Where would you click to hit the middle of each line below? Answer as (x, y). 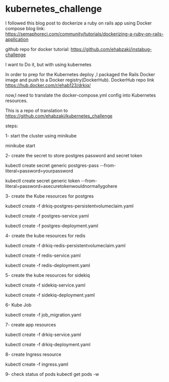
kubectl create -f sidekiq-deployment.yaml (50, 295)
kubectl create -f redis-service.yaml (43, 255)
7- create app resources (31, 324)
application (17, 39)
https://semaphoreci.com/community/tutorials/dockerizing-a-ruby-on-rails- (84, 34)
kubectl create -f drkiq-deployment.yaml (48, 344)
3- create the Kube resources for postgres (50, 196)
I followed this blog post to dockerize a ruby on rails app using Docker (79, 23)
